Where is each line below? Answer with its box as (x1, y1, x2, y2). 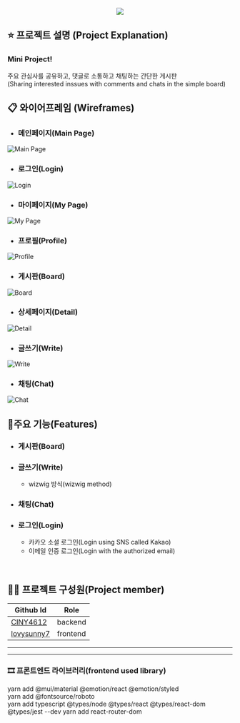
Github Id (14, 605, 47, 615)
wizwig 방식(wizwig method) (28, 480, 112, 488)
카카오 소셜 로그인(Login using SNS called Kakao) (28, 538, 171, 547)
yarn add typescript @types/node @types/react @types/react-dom (7, 699, 206, 709)
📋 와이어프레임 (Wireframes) (7, 102, 135, 114)
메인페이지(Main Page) (17, 128, 95, 138)
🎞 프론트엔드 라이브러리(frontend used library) (7, 666, 166, 676)
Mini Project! (7, 54, 53, 64)
